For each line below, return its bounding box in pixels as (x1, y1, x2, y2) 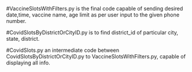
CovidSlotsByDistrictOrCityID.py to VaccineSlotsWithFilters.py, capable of (6, 53, 186, 60)
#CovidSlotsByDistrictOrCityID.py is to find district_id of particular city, (6, 29, 179, 36)
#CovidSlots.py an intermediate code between (6, 47, 120, 54)
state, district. (6, 35, 40, 42)
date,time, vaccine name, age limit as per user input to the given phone (6, 11, 180, 18)
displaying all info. (6, 59, 50, 66)
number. (6, 18, 27, 24)
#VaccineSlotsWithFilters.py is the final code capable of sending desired (6, 5, 184, 12)
